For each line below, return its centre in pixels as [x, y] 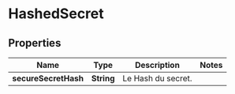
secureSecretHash [48, 78]
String [103, 78]
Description [157, 65]
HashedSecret [56, 14]
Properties [35, 43]
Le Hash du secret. [157, 78]
